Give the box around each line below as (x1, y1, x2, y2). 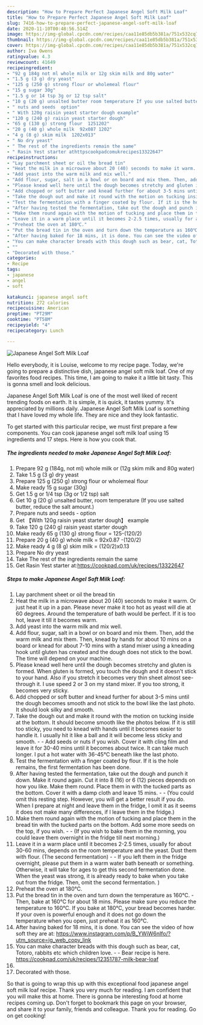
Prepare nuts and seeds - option (15, 509, 96, 517)
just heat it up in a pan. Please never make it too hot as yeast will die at (15, 603, 192, 611)
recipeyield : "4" (7, 322, 51, 328)
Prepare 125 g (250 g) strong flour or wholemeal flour (15, 477, 149, 485)
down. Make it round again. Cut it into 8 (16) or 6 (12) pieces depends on (15, 776, 195, 784)
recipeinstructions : (7, 154, 59, 160)
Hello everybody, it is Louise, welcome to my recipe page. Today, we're (7, 361, 184, 368)
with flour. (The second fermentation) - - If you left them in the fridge (15, 853, 187, 860)
